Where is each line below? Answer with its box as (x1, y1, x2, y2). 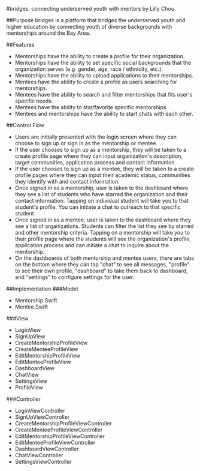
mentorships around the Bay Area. (6, 29, 91, 37)
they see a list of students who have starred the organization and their (14, 191, 188, 197)
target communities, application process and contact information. (14, 159, 177, 166)
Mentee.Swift (14, 303, 48, 310)
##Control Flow (6, 122, 45, 128)
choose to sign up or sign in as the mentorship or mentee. (14, 140, 157, 146)
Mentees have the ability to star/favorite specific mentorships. (14, 104, 168, 110)
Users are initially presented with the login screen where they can (14, 133, 177, 140)
